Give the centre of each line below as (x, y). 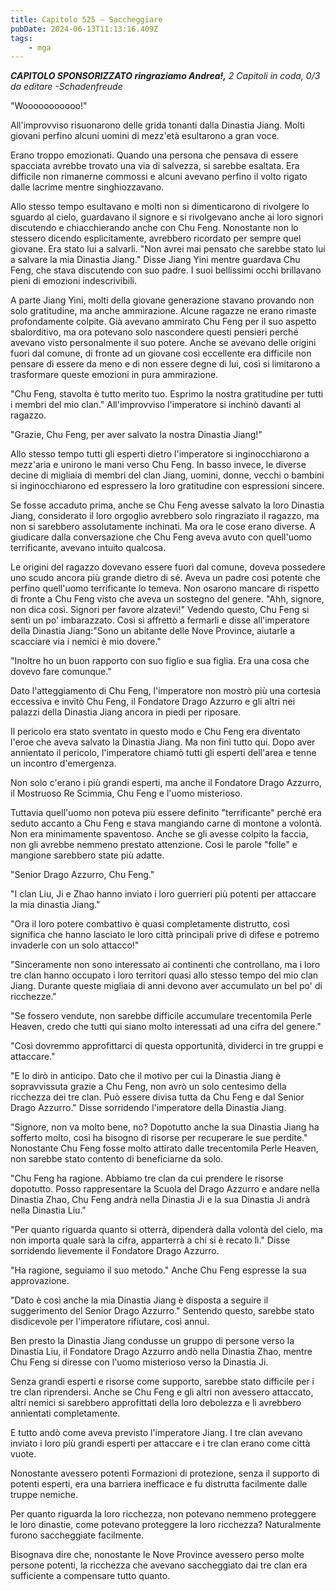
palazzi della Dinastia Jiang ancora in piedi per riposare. (126, 712)
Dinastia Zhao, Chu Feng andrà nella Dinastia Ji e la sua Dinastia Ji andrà (160, 1200)
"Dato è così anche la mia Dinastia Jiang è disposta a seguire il (139, 1300)
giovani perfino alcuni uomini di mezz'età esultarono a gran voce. (145, 136)
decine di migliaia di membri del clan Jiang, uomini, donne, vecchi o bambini (167, 475)
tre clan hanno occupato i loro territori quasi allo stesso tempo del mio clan (164, 975)
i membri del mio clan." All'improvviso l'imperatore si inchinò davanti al (156, 405)
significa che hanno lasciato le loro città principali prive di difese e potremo (165, 935)
